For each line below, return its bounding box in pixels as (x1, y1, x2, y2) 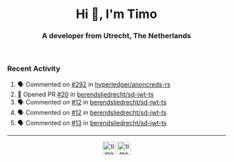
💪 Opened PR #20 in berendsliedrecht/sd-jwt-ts (17, 90, 154, 98)
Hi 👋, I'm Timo (76, 6, 157, 22)
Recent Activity (7, 64, 61, 73)
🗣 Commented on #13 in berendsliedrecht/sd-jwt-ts (17, 118, 167, 127)
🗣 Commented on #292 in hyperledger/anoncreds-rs (17, 80, 171, 89)
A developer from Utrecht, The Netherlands (42, 31, 191, 41)
